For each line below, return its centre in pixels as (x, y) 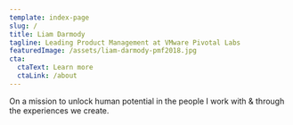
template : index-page (49, 17)
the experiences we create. (59, 110)
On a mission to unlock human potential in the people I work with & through (147, 101)
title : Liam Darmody (48, 34)
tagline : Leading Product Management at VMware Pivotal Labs (125, 42)
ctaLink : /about (47, 76)
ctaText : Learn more (55, 68)
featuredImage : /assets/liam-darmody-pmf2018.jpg (103, 51)
